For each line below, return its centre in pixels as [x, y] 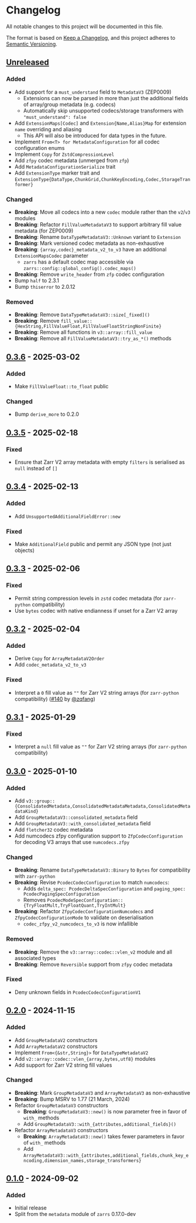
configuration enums [39, 148]
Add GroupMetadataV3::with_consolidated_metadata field [82, 823]
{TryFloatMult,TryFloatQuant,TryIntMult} [74, 906]
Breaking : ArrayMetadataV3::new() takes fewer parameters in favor [104, 1136]
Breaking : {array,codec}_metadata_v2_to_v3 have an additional [90, 249]
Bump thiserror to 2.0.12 [45, 286]
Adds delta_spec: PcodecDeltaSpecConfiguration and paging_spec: [104, 889]
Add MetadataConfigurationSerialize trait [65, 166]
